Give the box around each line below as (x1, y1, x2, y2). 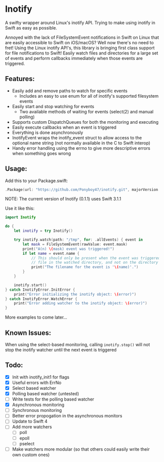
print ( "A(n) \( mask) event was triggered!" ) (22, 246, 115, 251)
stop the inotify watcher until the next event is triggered (5, 347, 117, 353)
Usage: (5, 164, 28, 173)
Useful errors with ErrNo (12, 380, 62, 385)
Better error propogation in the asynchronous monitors (12, 413, 123, 419)
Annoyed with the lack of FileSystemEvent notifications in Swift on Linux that (5, 34, 160, 40)
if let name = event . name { (22, 251, 80, 256)
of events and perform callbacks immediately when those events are (5, 55, 143, 61)
